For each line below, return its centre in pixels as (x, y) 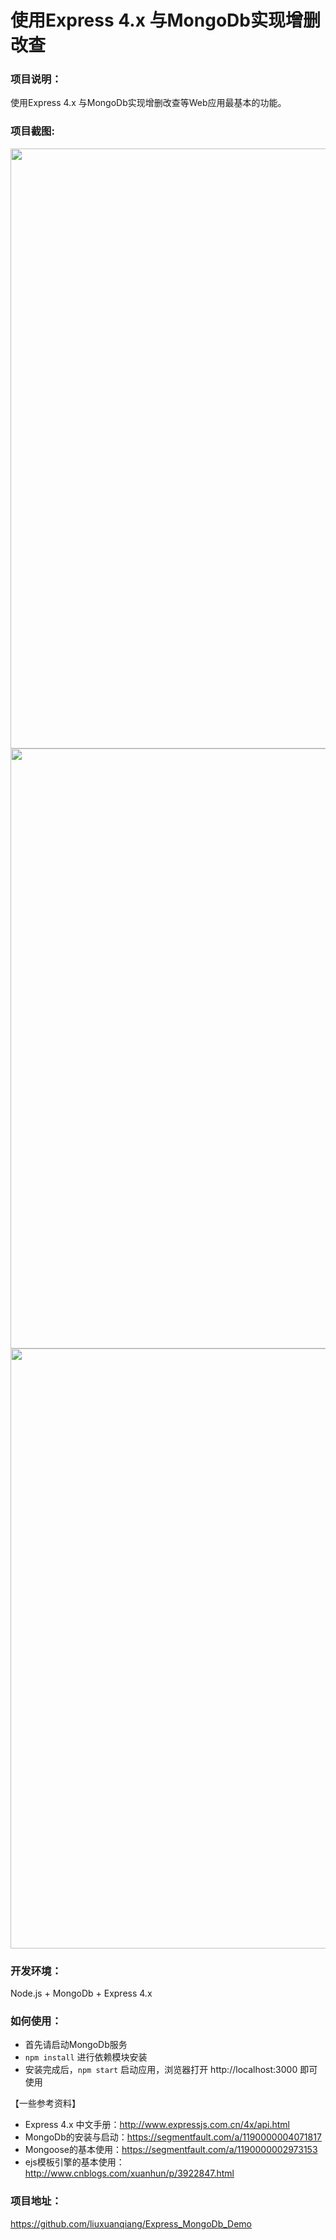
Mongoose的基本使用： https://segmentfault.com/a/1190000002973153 (171, 2150)
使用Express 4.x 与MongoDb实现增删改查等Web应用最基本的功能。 (148, 103)
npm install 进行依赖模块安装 (86, 2057)
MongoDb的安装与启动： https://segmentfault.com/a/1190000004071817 (173, 2137)
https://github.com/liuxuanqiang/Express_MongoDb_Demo (131, 2223)
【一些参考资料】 (45, 2103)
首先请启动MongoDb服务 (76, 2045)
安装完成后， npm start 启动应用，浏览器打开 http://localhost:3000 (161, 2070)
